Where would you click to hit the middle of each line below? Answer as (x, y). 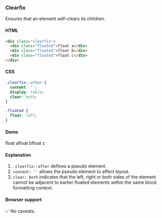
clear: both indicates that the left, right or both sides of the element (84, 177)
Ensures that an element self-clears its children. (55, 19)
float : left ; (24, 116)
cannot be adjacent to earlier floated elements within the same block (85, 182)
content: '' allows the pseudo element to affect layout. (71, 172)
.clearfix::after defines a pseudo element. (60, 166)
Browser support (24, 200)
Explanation (18, 155)
